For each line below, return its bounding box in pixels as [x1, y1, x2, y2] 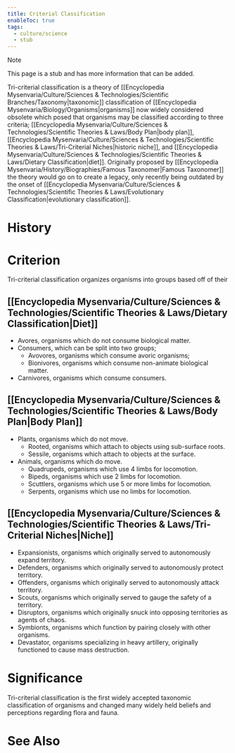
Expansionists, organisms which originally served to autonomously [17, 548, 211, 557]
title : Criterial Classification [7, 10, 106, 18]
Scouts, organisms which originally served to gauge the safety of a [17, 593, 212, 602]
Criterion [7, 252, 61, 268]
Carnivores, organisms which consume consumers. [17, 374, 167, 382]
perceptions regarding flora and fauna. [7, 708, 120, 716]
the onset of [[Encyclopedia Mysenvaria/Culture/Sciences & [7, 180, 181, 189]
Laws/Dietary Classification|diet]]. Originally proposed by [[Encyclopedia [7, 158, 219, 166]
